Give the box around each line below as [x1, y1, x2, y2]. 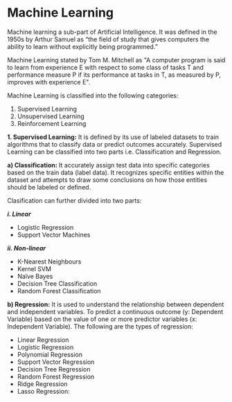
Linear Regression [17, 336, 69, 344]
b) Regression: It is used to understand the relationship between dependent [7, 300, 224, 309]
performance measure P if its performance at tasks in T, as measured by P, [7, 71, 222, 79]
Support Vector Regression [17, 358, 95, 366]
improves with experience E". [7, 77, 91, 86]
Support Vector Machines [17, 230, 91, 239]
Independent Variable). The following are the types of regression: [7, 322, 194, 330]
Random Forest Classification [17, 286, 102, 295]
